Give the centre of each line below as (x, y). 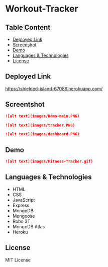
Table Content (28, 27)
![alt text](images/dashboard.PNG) (42, 134)
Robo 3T (21, 221)
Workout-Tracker (42, 9)
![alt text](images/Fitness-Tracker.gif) (49, 161)
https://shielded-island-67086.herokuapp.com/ (54, 88)
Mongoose (24, 216)
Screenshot (24, 45)
